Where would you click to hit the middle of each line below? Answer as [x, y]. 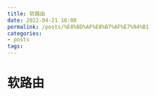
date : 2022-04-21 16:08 [42, 20]
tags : [15, 46]
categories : [25, 33]
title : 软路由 [26, 14]
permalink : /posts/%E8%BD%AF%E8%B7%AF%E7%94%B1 [78, 27]
